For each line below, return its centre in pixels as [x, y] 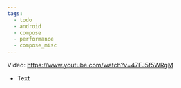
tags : [15, 13]
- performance [34, 39]
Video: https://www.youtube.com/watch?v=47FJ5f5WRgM [90, 65]
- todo [23, 20]
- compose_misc [35, 45]
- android [27, 26]
